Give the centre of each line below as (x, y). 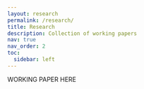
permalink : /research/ (41, 20)
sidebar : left (34, 60)
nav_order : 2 (26, 46)
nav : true (22, 40)
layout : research (33, 14)
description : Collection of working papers (72, 33)
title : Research (31, 27)
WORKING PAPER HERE (42, 79)
